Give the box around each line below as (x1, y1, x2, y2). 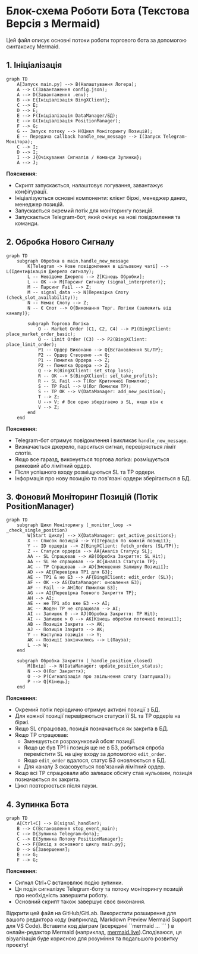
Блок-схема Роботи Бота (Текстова (6, 4, 190, 18)
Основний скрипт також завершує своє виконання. (14, 898, 146, 905)
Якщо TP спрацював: (14, 731, 68, 739)
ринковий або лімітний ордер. (14, 462, 92, 469)
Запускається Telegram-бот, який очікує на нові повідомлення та (14, 213, 181, 220)
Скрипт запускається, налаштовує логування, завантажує (14, 181, 164, 189)
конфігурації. (14, 188, 48, 195)
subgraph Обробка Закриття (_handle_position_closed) (17, 658, 153, 664)
